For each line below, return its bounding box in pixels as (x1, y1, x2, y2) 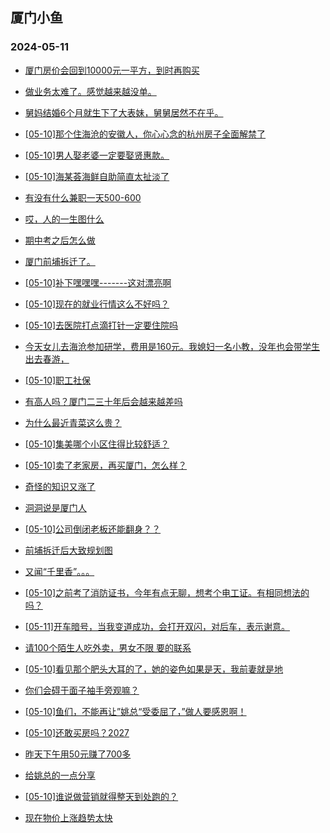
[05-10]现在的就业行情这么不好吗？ (24, 298, 170, 310)
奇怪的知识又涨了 (24, 480, 96, 492)
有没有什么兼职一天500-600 (24, 191, 142, 203)
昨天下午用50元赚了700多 (24, 748, 132, 760)
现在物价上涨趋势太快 (24, 811, 113, 823)
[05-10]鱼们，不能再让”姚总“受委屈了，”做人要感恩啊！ (24, 705, 247, 717)
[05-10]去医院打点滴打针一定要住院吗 (24, 319, 179, 331)
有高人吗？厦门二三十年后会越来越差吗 (24, 395, 183, 407)
